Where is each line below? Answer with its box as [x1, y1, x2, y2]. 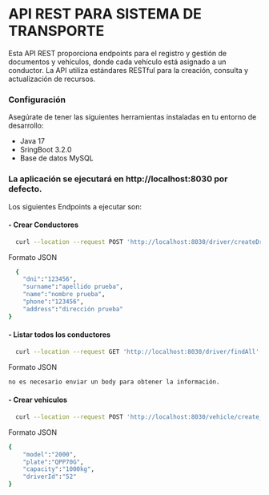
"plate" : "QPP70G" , [22, 458, 84, 466]
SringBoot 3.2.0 [19, 145, 72, 155]
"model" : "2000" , [22, 450, 78, 458]
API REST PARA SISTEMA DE [8, 5, 202, 23]
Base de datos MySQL [19, 153, 94, 163]
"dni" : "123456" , [22, 275, 78, 283]
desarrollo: [8, 121, 44, 131]
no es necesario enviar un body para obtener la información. [8, 378, 220, 386]
